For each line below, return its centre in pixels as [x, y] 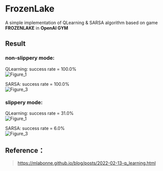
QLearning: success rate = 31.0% [39, 113]
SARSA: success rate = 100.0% [37, 84]
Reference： [25, 151]
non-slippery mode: [30, 58]
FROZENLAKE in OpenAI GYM [37, 28]
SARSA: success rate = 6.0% [35, 128]
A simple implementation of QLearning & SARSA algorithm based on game [81, 23]
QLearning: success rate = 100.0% [41, 69]
